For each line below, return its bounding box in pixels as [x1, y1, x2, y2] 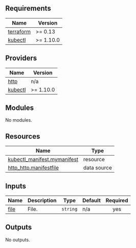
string [61, 206, 78, 212]
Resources [5, 132, 40, 141]
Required [105, 197, 128, 204]
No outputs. [5, 236, 30, 243]
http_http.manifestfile [8, 164, 59, 171]
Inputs [5, 182, 27, 190]
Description [27, 197, 57, 204]
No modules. [5, 117, 32, 123]
